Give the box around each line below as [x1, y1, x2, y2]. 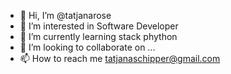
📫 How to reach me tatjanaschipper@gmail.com [19, 53, 221, 64]
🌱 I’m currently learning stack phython [19, 31, 178, 42]
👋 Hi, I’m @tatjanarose [19, 10, 112, 21]
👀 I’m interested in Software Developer [19, 20, 179, 32]
